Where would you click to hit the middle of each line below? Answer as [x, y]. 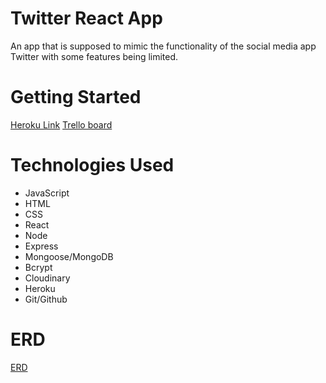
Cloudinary [47, 278]
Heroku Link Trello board [61, 124]
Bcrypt [38, 267]
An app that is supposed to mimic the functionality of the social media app [163, 46]
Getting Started [76, 97]
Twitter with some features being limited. [94, 56]
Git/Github [46, 299]
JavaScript [47, 193]
